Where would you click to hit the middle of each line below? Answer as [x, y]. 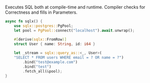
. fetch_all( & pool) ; [43, 71]
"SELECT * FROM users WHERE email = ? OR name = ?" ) [69, 58]
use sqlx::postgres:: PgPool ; [44, 26]
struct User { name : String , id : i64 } [55, 44]
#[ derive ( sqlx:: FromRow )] [40, 39]
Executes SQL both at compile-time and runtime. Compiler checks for [75, 7]
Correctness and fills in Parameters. [41, 12]
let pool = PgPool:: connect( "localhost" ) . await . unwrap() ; [74, 30]
